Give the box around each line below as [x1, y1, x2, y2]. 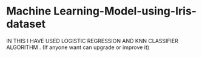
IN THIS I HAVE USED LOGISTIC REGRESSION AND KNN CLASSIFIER [6, 37, 179, 44]
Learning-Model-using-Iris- [53, 4, 197, 18]
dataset [6, 17, 46, 31]
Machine [6, 4, 52, 18]
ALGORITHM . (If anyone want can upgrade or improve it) [6, 44, 150, 51]
